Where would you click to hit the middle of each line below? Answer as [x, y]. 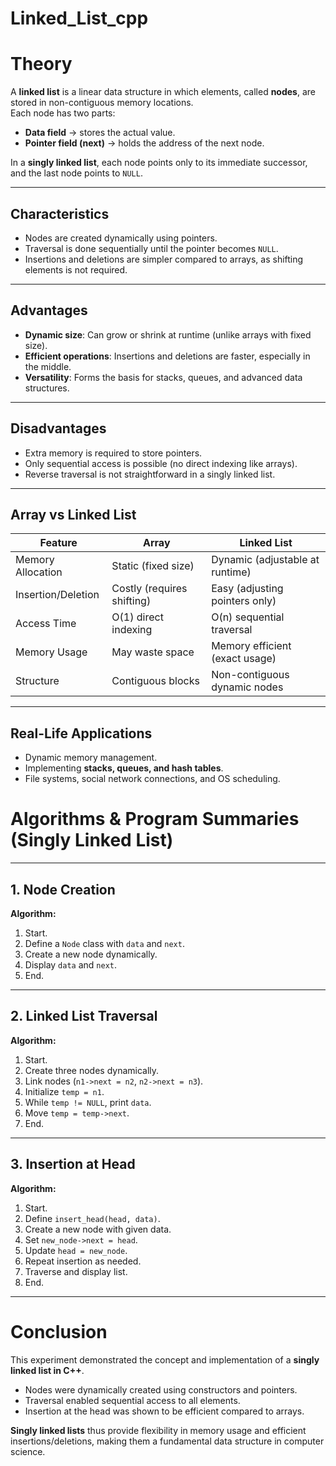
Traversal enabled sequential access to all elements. [132, 1400]
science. [28, 1451]
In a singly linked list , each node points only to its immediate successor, [159, 163]
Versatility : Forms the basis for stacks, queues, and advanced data [163, 377]
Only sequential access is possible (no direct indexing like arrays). [161, 463]
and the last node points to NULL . [76, 173]
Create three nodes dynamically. [92, 1070]
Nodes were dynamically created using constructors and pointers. [161, 1389]
